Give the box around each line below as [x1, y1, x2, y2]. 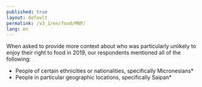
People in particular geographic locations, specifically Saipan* [15, 74, 172, 81]
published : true [6, 9, 48, 15]
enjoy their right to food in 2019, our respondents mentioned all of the [6, 49, 181, 57]
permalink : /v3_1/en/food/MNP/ [6, 20, 86, 26]
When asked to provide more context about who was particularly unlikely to [6, 43, 197, 50]
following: [6, 55, 31, 63]
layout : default [6, 15, 48, 21]
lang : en [6, 26, 29, 32]
